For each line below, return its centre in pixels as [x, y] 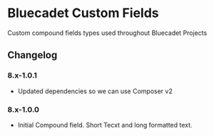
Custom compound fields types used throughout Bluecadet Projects [107, 33]
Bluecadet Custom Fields [83, 13]
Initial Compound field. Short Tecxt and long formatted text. [105, 125]
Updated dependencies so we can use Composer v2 [95, 91]
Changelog [32, 55]
